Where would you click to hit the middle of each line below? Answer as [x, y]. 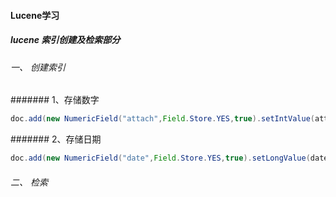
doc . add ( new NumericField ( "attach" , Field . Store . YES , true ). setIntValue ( [162, 119]
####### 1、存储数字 [55, 100]
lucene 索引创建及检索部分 [65, 40]
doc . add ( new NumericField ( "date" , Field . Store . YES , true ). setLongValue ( [160, 158]
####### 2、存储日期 [56, 139]
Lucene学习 [35, 15]
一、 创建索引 [38, 67]
